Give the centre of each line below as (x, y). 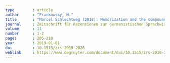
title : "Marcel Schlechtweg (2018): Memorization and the (75, 19)
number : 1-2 (25, 34)
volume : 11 (24, 29)
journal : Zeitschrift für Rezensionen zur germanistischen (74, 24)
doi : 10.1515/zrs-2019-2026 (45, 48)
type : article (29, 10)
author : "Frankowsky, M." (39, 15)
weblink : (20, 52)
